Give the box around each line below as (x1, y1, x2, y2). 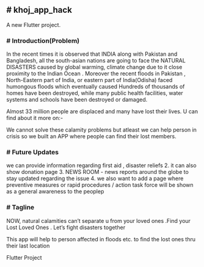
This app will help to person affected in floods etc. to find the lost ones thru (6, 235, 195, 243)
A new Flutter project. (6, 21, 61, 28)
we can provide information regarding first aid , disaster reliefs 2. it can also (6, 162, 197, 169)
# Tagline (6, 203, 35, 212)
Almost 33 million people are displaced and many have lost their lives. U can (6, 108, 199, 115)
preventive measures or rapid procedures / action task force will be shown (6, 181, 194, 189)
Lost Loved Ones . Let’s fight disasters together (6, 224, 126, 231)
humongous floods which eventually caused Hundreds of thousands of (6, 83, 185, 91)
